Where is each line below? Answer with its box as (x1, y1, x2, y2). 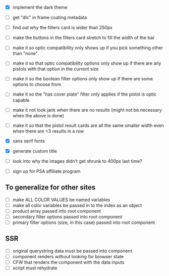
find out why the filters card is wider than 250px (12, 25, 112, 31)
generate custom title (12, 148, 57, 154)
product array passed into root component (12, 208, 101, 214)
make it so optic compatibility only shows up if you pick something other (12, 45, 163, 51)
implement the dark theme (12, 5, 68, 10)
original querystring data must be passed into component (12, 248, 132, 254)
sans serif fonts (12, 137, 45, 144)
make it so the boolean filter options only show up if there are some (12, 76, 153, 82)
